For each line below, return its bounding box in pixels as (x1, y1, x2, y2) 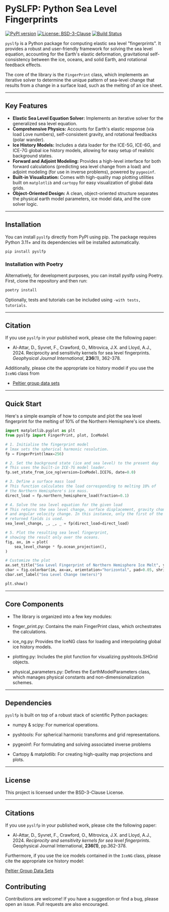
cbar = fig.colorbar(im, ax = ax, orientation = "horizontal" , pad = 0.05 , (5, 567, 154, 572)
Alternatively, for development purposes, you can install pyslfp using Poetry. (5, 272, 163, 278)
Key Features (5, 102, 48, 110)
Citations (5, 809, 35, 818)
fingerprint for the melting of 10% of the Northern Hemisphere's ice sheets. (5, 418, 161, 424)
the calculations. (12, 629, 47, 635)
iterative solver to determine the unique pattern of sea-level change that (5, 77, 155, 83)
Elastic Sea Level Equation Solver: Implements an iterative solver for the (12, 115, 163, 121)
